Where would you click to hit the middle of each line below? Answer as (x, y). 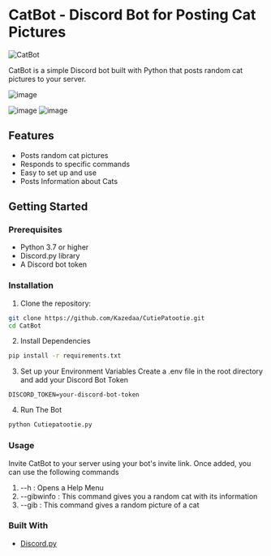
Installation (31, 285)
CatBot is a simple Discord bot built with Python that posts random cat (126, 70)
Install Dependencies (55, 341)
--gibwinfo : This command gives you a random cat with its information (139, 496)
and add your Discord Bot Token (74, 380)
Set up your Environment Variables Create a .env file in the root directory (142, 371)
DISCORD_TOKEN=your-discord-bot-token (74, 395)
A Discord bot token (54, 264)
